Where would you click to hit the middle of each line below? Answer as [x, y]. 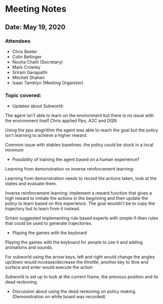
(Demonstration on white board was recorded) [59, 297]
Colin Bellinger [27, 57]
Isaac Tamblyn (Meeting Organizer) [48, 83]
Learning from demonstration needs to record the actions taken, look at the [81, 178]
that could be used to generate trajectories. [49, 223]
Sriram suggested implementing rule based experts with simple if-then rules [82, 218]
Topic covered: [23, 95]
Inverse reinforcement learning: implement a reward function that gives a [79, 193]
